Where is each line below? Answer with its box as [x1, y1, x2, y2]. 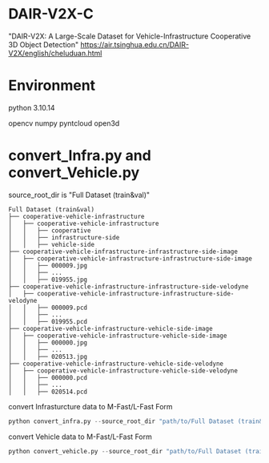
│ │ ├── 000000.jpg [8, 338, 88, 347]
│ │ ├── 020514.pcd [8, 388, 88, 396]
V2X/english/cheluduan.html [8, 48, 102, 58]
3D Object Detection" [8, 39, 79, 49]
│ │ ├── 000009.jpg [8, 261, 88, 269]
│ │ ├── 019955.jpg [8, 276, 88, 284]
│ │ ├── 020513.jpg [8, 352, 88, 360]
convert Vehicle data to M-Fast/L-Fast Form [8, 432, 152, 441]
